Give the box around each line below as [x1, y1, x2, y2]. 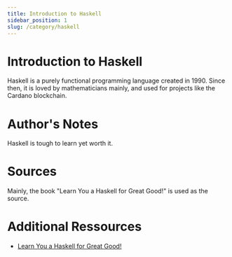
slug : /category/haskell [7, 23, 80, 30]
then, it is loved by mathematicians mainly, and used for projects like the [7, 84, 216, 92]
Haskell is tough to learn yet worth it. [7, 139, 114, 148]
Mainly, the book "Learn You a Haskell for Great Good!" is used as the [7, 187, 208, 195]
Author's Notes [7, 116, 99, 132]
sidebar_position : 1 [7, 17, 68, 24]
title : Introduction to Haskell [7, 10, 102, 18]
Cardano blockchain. [7, 92, 67, 100]
